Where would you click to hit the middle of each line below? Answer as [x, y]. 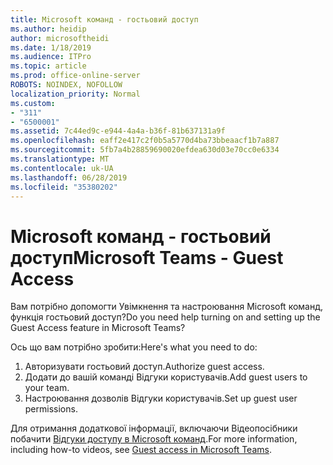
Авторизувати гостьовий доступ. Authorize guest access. [144, 367]
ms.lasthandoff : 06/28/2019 [69, 177]
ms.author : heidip [48, 29]
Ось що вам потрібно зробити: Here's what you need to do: [134, 347]
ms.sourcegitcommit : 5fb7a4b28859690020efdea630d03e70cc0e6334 [145, 150]
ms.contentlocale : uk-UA [62, 168]
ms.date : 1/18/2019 [51, 47]
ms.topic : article [48, 66]
